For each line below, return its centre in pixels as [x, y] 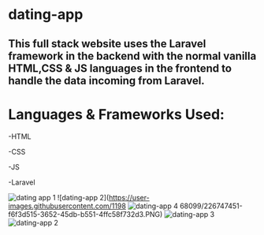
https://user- [129, 197]
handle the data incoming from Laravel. [106, 80]
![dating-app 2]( [83, 197]
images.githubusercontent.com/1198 [67, 206]
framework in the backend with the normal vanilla [132, 56]
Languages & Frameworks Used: [116, 114]
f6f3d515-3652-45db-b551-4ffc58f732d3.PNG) [86, 214]
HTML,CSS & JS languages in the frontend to [120, 68]
